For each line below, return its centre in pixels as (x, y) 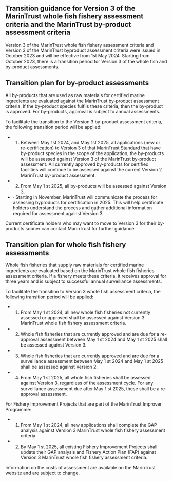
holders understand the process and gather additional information (82, 208)
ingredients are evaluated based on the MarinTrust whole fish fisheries (80, 271)
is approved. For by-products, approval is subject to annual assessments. (83, 111)
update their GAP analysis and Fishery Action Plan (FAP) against (88, 452)
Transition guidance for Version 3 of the (70, 8)
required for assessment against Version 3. (58, 213)
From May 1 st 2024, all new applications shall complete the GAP (89, 425)
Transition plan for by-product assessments (77, 83)
